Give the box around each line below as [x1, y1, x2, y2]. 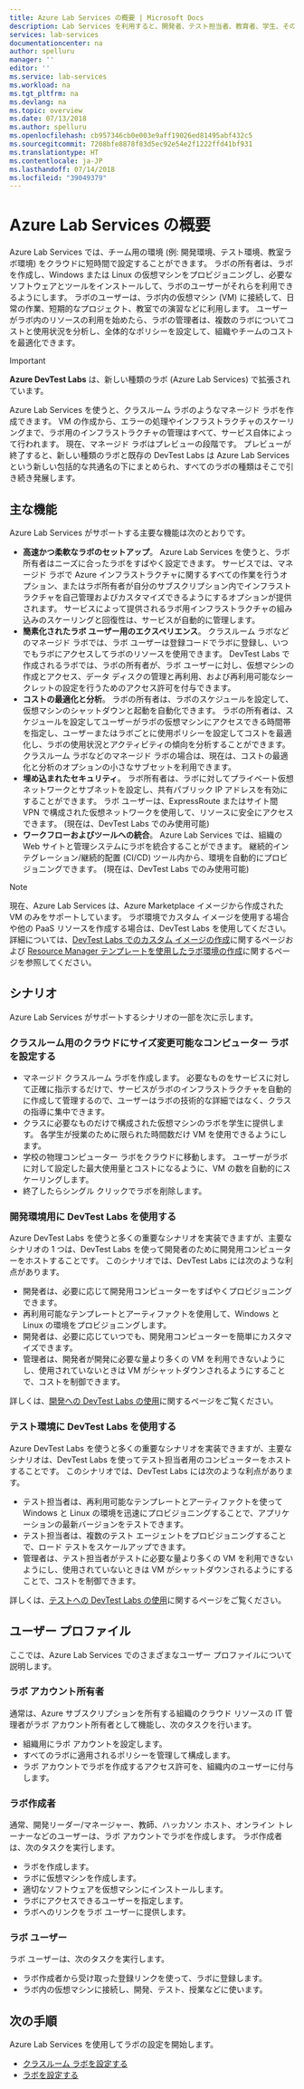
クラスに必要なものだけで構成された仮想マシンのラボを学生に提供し [22, 1117, 277, 1128]
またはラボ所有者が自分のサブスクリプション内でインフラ [62, 580, 276, 591]
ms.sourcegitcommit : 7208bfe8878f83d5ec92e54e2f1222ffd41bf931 [9, 139, 253, 149]
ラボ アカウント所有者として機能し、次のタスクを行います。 [33, 1719, 257, 1730]
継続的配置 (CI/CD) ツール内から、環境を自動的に [81, 852, 265, 863]
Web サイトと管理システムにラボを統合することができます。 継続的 [22, 841, 273, 851]
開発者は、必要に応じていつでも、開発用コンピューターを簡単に [22, 1331, 261, 1342]
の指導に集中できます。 [22, 1107, 110, 1117]
